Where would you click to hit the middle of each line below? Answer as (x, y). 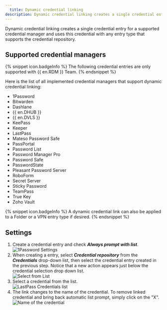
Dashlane (22, 107)
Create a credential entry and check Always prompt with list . (75, 244)
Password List (27, 149)
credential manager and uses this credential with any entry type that (75, 34)
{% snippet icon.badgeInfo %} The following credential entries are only (78, 67)
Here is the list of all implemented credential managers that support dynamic (83, 81)
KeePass (21, 123)
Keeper (20, 128)
